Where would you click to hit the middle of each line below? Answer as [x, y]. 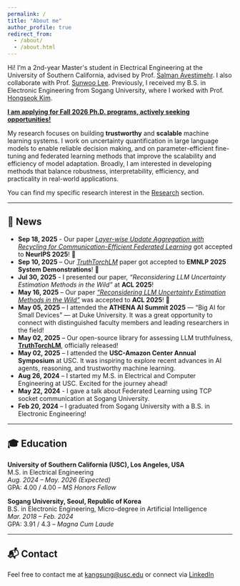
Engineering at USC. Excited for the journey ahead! [92, 383]
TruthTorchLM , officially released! [68, 345]
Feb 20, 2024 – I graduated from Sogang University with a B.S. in [114, 406]
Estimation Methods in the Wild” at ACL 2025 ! [85, 284]
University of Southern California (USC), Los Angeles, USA [96, 465]
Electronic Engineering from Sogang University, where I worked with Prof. [116, 90]
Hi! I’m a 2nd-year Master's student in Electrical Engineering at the [105, 68]
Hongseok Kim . [30, 98]
